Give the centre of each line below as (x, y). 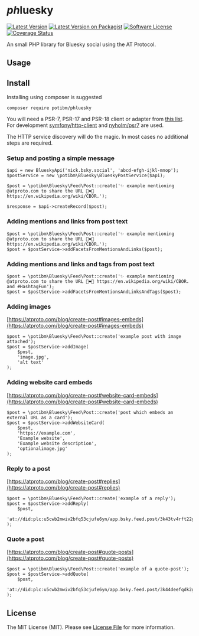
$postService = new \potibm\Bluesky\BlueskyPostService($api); (86, 176)
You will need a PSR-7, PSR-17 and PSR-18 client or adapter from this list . (95, 119)
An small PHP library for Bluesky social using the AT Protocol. (81, 44)
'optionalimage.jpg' (43, 449)
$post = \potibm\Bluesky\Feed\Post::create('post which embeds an (90, 412)
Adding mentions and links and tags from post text (81, 264)
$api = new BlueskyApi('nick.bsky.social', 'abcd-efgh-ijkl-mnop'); (93, 171)
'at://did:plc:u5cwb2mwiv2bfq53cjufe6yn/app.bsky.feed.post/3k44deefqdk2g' (102, 590)
